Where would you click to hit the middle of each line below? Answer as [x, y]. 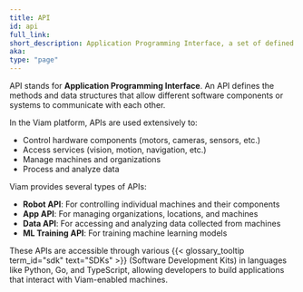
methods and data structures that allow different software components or [147, 95]
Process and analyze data [71, 169]
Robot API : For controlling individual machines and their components [151, 204]
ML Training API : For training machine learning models [125, 233]
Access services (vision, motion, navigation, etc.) [114, 150]
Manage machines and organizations [92, 159]
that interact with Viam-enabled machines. [88, 279]
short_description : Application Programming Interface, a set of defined [152, 43]
